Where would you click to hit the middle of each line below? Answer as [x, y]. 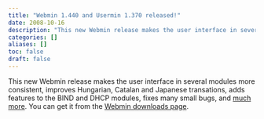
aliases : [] [27, 45]
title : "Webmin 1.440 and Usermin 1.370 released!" [94, 15]
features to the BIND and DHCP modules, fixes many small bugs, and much [130, 98]
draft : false [29, 59]
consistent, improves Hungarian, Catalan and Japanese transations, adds [126, 89]
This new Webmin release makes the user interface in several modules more [132, 81]
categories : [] [33, 37]
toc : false [26, 52]
